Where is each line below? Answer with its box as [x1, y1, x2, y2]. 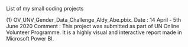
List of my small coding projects [6, 5, 84, 12]
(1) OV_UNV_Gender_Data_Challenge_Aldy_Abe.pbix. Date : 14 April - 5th [6, 16, 181, 23]
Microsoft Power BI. [6, 35, 54, 42]
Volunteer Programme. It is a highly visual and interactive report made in [6, 29, 182, 36]
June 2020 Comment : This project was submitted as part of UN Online [6, 23, 180, 29]
